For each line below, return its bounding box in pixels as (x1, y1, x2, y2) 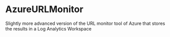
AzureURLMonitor (5, 4, 83, 15)
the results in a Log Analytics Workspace (5, 25, 92, 31)
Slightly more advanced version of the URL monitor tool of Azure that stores (5, 20, 165, 26)
